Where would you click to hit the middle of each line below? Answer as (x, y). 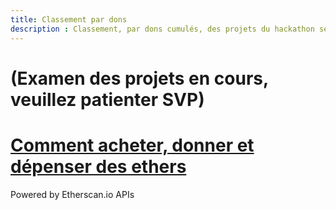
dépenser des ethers (98, 166)
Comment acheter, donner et (132, 145)
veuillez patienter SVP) (107, 99)
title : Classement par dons (69, 19)
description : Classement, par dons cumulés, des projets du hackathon (162, 29)
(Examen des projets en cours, (139, 78)
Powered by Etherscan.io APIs (72, 194)
